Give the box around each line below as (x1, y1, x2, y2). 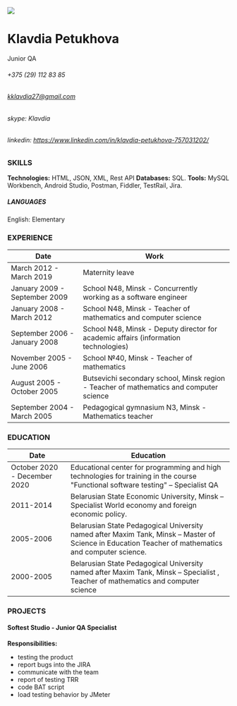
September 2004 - (11, 402, 75, 412)
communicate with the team (17, 668, 99, 676)
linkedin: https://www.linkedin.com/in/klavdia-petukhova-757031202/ (7, 136, 209, 145)
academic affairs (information (83, 332, 181, 342)
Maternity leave (83, 267, 135, 277)
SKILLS (7, 157, 33, 167)
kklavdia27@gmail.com (7, 92, 76, 101)
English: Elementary (7, 215, 66, 224)
